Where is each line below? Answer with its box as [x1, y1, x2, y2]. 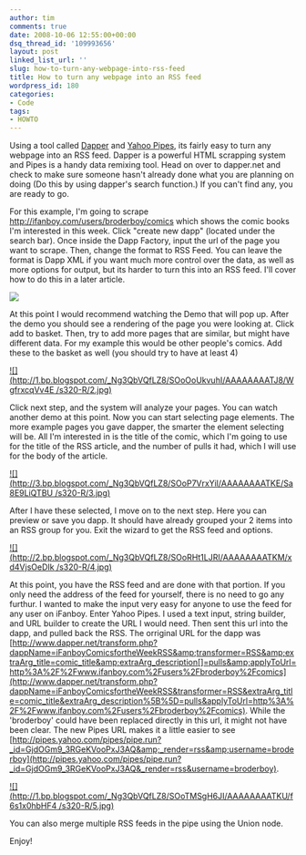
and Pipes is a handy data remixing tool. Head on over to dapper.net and [9, 160, 280, 170]
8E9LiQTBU [9, 488, 53, 499]
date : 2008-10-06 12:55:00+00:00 [9, 30, 137, 39]
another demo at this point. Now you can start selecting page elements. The [9, 412, 295, 423]
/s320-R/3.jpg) [54, 488, 111, 499]
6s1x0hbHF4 [9, 800, 57, 811]
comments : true [9, 22, 67, 31]
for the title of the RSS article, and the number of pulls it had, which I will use [9, 441, 297, 452]
